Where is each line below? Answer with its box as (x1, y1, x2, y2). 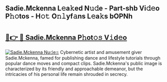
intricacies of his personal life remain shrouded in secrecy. (5, 71, 128, 77)
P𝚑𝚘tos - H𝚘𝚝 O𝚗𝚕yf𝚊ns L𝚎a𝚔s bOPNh (5, 12, 133, 21)
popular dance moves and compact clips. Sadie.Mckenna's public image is (5, 61, 162, 66)
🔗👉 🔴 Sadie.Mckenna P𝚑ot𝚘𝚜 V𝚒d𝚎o (5, 33, 127, 42)
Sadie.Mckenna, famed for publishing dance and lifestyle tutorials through (5, 55, 161, 61)
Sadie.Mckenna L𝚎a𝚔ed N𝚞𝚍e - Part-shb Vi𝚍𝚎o (5, 4, 160, 13)
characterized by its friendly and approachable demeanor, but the (5, 66, 144, 72)
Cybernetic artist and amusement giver (60, 49, 142, 55)
